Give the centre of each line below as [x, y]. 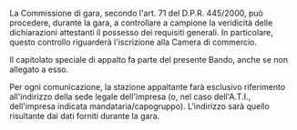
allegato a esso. [39, 69]
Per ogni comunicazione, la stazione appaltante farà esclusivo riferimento [148, 87]
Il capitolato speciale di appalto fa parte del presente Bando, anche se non [149, 60]
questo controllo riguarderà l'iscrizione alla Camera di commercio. [133, 42]
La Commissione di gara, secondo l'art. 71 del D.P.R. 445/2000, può [137, 13]
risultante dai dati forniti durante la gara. [85, 116]
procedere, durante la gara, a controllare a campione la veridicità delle [141, 23]
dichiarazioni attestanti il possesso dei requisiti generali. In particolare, [141, 32]
